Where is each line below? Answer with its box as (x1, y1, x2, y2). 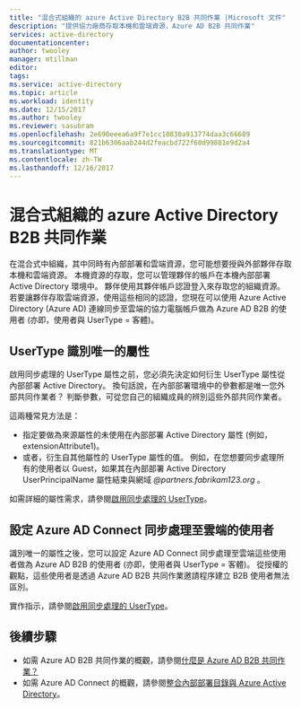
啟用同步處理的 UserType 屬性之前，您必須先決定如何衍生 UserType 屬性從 (9, 369, 286, 380)
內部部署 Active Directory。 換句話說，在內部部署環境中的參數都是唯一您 (9, 380, 278, 391)
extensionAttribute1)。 (21, 441, 105, 451)
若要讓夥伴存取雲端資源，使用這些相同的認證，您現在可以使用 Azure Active (9, 293, 287, 303)
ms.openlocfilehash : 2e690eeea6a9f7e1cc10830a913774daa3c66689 (9, 130, 251, 139)
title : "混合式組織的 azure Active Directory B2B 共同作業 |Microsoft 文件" (9, 13, 287, 22)
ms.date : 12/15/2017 (9, 105, 87, 114)
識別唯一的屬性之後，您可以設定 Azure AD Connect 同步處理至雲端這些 (9, 547, 271, 558)
